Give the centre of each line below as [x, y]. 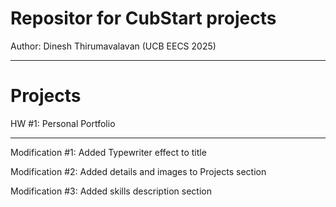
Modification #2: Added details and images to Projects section [138, 171]
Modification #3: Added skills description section [111, 191]
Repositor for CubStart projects [143, 18]
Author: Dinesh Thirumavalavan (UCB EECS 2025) [113, 46]
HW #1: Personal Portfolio [63, 123]
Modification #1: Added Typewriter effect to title [108, 152]
